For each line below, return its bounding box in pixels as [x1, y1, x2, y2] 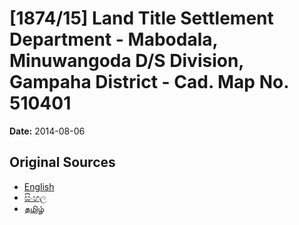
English [23, 180, 55, 192]
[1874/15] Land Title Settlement [9, 7, 274, 30]
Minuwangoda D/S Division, [9, 50, 244, 72]
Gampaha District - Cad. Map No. [9, 71, 289, 94]
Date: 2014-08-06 [9, 125, 86, 137]
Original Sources [9, 154, 116, 171]
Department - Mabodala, [9, 28, 218, 51]
